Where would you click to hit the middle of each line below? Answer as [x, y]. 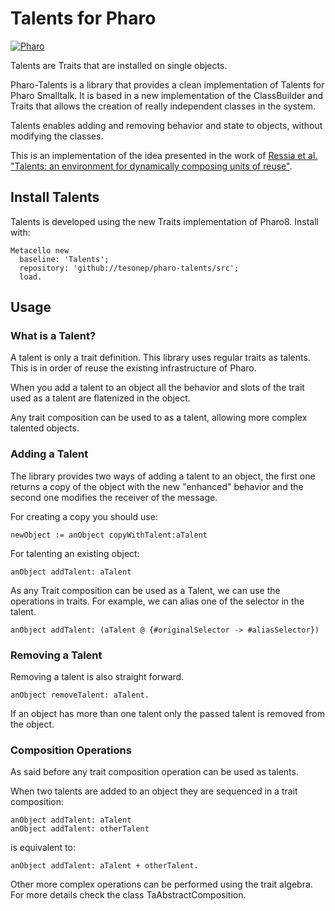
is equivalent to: [43, 848]
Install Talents [55, 197]
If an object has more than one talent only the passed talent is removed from [168, 714]
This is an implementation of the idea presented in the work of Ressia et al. [164, 155]
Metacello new [40, 250]
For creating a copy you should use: [84, 516]
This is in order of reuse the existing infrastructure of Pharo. [133, 368]
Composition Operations [71, 750]
